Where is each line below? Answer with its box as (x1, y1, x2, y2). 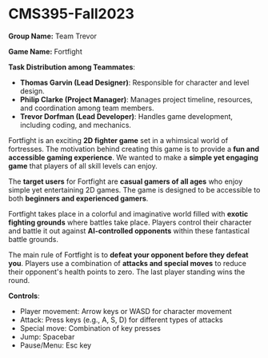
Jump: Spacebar (19, 332, 75, 341)
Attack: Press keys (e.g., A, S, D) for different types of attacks (19, 315, 223, 324)
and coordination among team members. (19, 103, 154, 113)
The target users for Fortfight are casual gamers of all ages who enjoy (8, 177, 243, 186)
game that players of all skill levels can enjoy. (8, 161, 158, 170)
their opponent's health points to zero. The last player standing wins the (8, 267, 246, 276)
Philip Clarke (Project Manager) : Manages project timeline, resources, (19, 94, 254, 104)
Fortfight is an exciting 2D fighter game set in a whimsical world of (8, 135, 229, 145)
